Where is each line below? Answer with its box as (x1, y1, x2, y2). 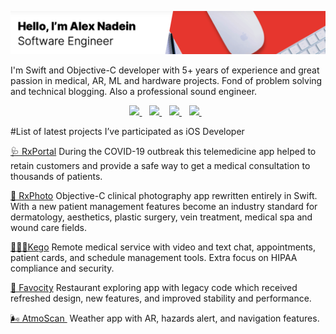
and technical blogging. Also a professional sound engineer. (10, 86, 258, 98)
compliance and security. (10, 262, 115, 275)
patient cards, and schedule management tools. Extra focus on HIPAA (10, 252, 298, 264)
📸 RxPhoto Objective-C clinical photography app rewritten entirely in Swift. (10, 190, 318, 202)
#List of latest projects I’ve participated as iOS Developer (10, 126, 245, 138)
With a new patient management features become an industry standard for (10, 201, 318, 213)
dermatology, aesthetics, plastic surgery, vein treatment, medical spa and (10, 211, 313, 223)
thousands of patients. (10, 171, 103, 183)
